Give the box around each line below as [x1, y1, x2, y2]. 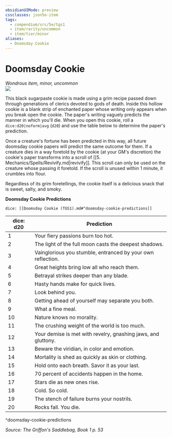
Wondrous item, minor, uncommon [5, 80, 78, 86]
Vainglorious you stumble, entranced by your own [34, 249, 154, 256]
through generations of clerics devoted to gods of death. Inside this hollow [5, 101, 163, 107]
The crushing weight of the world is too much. [34, 322, 145, 329]
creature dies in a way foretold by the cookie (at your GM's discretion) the [5, 148, 161, 155]
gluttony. [34, 337, 56, 344]
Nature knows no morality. [34, 314, 98, 321]
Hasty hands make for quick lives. [34, 280, 116, 288]
